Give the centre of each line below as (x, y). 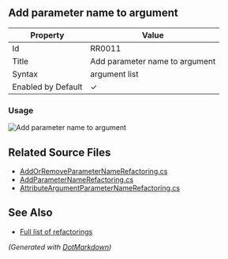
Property (47, 35)
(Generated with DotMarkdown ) (60, 246)
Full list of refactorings (56, 231)
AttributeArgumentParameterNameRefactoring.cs (99, 187)
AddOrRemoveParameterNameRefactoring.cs (93, 171)
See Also (30, 213)
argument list (115, 74)
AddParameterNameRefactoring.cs (77, 179)
